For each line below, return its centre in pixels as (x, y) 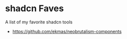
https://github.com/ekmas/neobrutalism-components (67, 31)
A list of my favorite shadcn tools (39, 22)
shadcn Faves (34, 9)
